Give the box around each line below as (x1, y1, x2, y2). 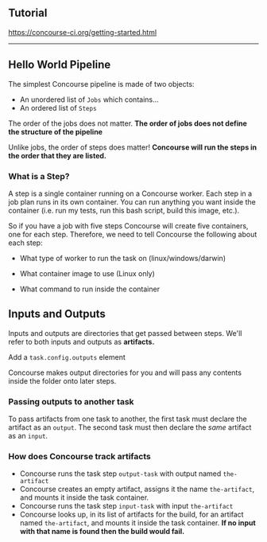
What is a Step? (8, 170, 70, 181)
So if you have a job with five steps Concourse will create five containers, (8, 220, 249, 230)
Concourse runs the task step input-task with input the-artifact (19, 501, 234, 511)
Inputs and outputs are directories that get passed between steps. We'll (8, 328, 242, 337)
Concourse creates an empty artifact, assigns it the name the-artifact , (19, 485, 255, 494)
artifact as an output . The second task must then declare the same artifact (8, 423, 252, 432)
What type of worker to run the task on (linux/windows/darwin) (19, 253, 226, 263)
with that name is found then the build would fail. (19, 527, 185, 536)
